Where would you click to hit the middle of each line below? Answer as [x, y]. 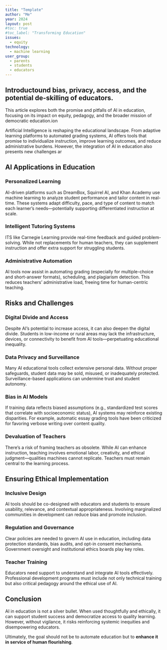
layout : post [19, 24]
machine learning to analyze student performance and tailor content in [78, 198]
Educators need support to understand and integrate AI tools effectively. [79, 573]
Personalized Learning [33, 182]
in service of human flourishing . [39, 642]
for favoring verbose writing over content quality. [56, 424]
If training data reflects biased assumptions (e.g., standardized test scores [82, 408]
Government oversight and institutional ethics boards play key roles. [75, 549]
